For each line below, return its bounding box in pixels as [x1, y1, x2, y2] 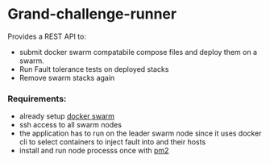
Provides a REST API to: [7, 31, 86, 41]
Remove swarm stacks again [19, 73, 115, 82]
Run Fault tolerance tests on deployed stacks [19, 64, 169, 73]
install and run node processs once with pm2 [19, 146, 169, 156]
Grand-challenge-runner [7, 5, 177, 23]
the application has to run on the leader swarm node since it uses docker [19, 128, 262, 138]
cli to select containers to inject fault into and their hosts [19, 137, 206, 147]
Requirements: [7, 93, 67, 104]
